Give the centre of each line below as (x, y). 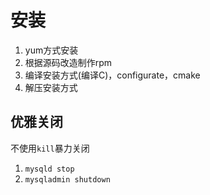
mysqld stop (49, 169)
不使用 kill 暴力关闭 (50, 148)
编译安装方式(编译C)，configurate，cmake (112, 75)
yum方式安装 (51, 50)
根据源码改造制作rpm (68, 62)
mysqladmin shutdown (67, 179)
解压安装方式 (51, 87)
